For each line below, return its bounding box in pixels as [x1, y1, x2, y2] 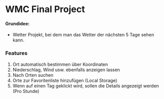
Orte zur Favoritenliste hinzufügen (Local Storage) [12, 77, 117, 83]
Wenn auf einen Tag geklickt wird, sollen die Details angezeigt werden [12, 82, 159, 89]
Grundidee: [5, 20, 30, 26]
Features [5, 49, 28, 57]
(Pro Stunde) [12, 88, 39, 94]
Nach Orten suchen [12, 72, 54, 78]
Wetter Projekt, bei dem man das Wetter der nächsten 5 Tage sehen [12, 32, 154, 38]
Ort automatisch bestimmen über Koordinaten [12, 61, 108, 67]
